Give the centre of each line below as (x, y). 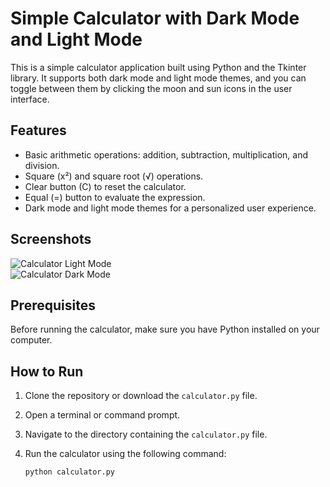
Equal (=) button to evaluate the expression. (115, 197)
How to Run (47, 371)
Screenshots (51, 239)
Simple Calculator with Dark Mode (155, 18)
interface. (30, 99)
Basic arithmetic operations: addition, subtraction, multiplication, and (166, 154)
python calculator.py (69, 472)
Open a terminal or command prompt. (102, 415)
